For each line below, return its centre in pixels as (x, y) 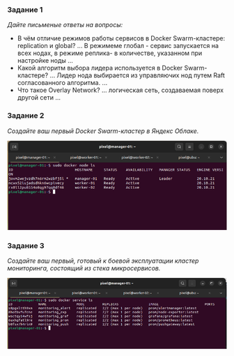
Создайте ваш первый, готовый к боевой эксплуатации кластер (103, 261)
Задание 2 (26, 116)
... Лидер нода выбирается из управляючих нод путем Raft (137, 75)
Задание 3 (26, 245)
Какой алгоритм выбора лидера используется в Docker (100, 68)
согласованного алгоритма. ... (62, 83)
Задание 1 (25, 10)
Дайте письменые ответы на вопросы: (65, 25)
